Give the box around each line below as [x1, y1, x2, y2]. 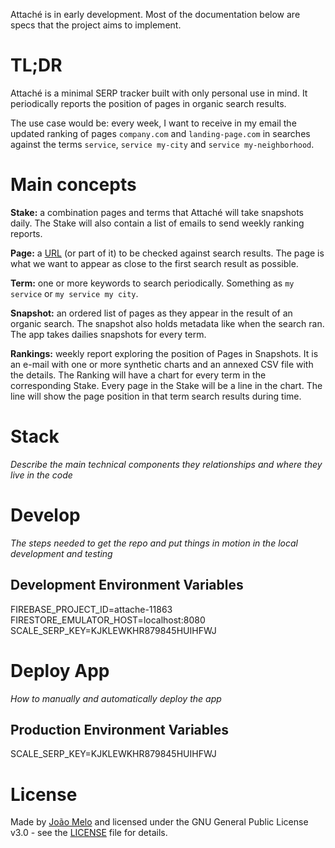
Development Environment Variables [10, 577, 244, 594]
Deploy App [10, 659, 110, 682]
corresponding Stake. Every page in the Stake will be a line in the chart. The [10, 379, 323, 391]
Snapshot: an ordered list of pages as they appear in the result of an [10, 307, 293, 319]
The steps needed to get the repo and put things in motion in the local [10, 537, 298, 549]
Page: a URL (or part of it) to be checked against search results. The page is [10, 247, 325, 259]
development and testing [10, 547, 113, 559]
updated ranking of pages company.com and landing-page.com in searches [10, 127, 311, 139]
